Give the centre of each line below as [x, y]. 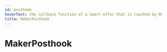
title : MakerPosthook [27, 19]
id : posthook [18, 10]
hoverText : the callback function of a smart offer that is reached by [81, 14]
